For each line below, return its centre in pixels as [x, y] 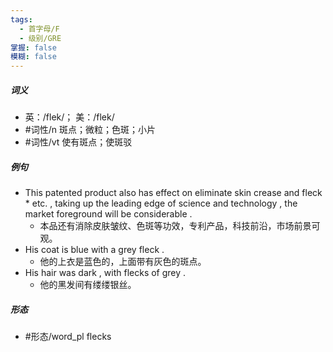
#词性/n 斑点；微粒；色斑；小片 [90, 130]
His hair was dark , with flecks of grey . [105, 273]
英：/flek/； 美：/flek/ [69, 117]
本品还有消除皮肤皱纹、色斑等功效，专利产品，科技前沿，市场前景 [175, 226]
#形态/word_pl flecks [68, 337]
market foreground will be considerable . [108, 214]
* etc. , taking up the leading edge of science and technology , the [161, 203]
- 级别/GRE [40, 38]
